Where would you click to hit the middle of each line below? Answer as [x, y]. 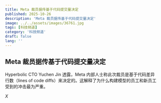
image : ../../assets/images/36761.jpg [44, 23]
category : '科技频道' [26, 32]
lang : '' [14, 41]
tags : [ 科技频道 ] [21, 28]
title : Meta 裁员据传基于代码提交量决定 [42, 9]
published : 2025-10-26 [28, 14]
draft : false [18, 37]
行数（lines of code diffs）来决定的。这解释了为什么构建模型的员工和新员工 [81, 80]
